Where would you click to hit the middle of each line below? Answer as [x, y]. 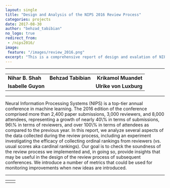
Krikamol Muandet [120, 78]
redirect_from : [21, 38]
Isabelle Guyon [26, 86]
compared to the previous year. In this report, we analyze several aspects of [84, 130]
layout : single [21, 10]
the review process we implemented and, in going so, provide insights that [83, 152]
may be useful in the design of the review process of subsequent [73, 157]
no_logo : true [20, 33]
